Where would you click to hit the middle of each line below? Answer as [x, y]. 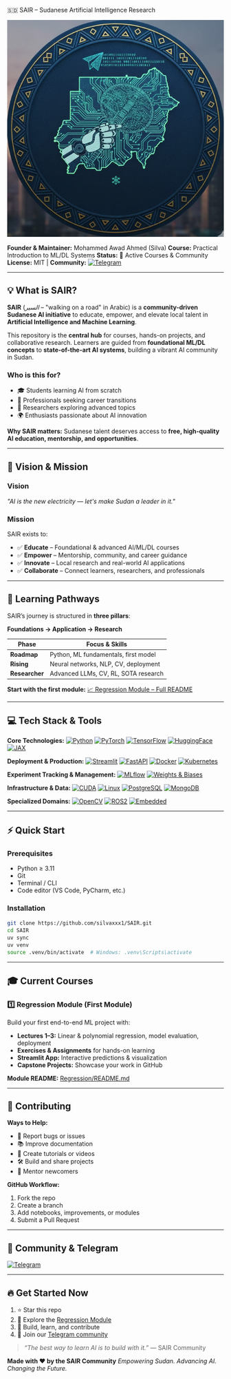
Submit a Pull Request [48, 1220]
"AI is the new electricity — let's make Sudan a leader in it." [91, 501]
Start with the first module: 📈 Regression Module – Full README [100, 689]
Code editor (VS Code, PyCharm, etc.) [71, 890]
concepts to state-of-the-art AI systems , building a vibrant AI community [112, 350]
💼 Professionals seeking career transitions [77, 400]
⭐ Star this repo [39, 1309]
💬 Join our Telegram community [62, 1334]
